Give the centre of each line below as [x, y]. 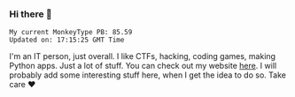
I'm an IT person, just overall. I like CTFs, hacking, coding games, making [143, 56]
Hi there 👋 [31, 14]
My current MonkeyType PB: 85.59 [71, 33]
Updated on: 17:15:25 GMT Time [67, 40]
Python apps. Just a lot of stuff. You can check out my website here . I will [143, 66]
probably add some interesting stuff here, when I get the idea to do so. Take [147, 75]
